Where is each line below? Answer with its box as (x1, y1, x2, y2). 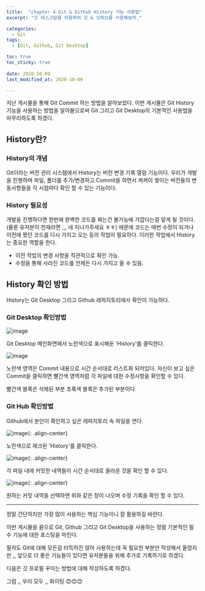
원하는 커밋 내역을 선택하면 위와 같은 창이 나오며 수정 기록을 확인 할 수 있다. (6, 491, 185, 499)
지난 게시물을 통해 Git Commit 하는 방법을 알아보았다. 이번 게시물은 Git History (6, 99, 194, 107)
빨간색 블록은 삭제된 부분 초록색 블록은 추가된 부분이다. (6, 385, 137, 393)
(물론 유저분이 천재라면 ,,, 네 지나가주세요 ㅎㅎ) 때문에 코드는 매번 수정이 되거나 (6, 223, 194, 231)
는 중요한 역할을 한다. (6, 239, 57, 246)
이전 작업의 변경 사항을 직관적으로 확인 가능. (15, 252, 120, 259)
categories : (6, 26, 37, 32)
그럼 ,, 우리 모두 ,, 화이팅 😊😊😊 (6, 578, 83, 585)
